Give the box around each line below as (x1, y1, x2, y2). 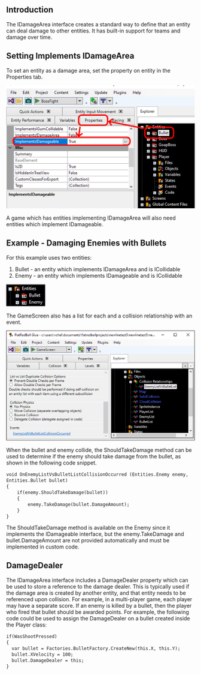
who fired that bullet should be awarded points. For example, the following (6, 608, 190, 616)
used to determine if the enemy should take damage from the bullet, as (6, 453, 181, 460)
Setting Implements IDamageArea (6, 51, 135, 61)
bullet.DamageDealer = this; (11, 657, 84, 664)
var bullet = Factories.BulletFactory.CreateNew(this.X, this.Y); (11, 645, 181, 652)
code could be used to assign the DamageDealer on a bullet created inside (6, 614, 190, 622)
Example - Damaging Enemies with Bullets (6, 238, 167, 248)
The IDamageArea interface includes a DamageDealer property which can (6, 576, 188, 584)
